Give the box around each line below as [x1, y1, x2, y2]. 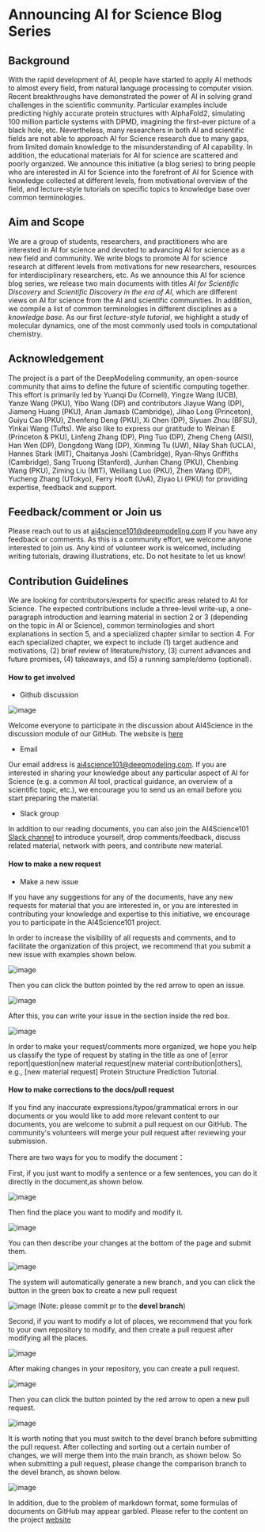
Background [8, 54, 70, 67]
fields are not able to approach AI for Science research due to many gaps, [8, 134, 249, 143]
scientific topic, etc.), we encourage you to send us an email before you [8, 785, 242, 795]
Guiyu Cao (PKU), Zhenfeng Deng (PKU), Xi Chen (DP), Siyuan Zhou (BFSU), [8, 415, 258, 424]
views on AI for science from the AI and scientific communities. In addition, [8, 295, 252, 305]
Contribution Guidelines [8, 574, 129, 587]
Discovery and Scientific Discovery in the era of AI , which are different [8, 287, 237, 296]
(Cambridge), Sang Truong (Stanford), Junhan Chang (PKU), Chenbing [8, 457, 239, 466]
